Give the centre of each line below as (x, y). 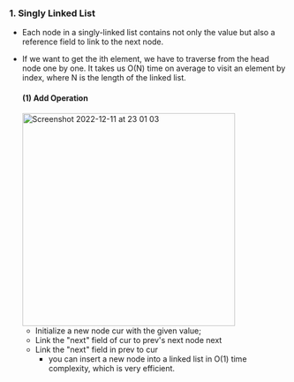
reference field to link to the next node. (93, 42)
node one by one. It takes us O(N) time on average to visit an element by (154, 68)
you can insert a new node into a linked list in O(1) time (147, 359)
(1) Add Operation (55, 98)
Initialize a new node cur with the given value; (118, 331)
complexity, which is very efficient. (111, 368)
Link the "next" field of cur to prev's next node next (128, 340)
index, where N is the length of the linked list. (104, 78)
